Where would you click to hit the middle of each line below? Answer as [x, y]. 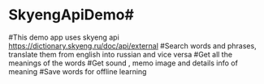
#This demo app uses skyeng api [64, 37]
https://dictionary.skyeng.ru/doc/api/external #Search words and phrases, [133, 45]
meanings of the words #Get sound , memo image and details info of [123, 63]
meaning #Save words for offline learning [78, 71]
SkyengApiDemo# [71, 15]
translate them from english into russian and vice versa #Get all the [121, 54]
